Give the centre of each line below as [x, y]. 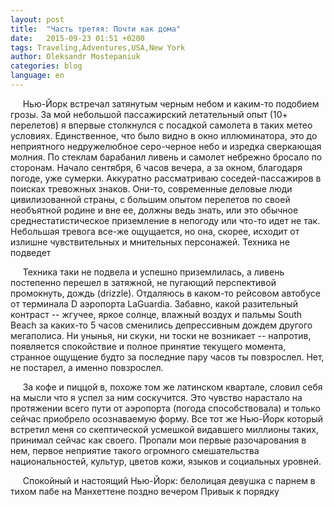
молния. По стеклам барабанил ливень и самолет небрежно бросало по [166, 157]
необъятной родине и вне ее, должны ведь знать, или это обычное [154, 210]
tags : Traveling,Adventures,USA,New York [98, 47]
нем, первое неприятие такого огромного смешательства [135, 450]
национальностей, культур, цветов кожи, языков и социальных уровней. [166, 461]
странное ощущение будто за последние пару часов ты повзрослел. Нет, [167, 357]
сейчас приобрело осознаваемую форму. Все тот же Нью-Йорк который [167, 418]
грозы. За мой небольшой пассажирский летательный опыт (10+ [149, 114]
